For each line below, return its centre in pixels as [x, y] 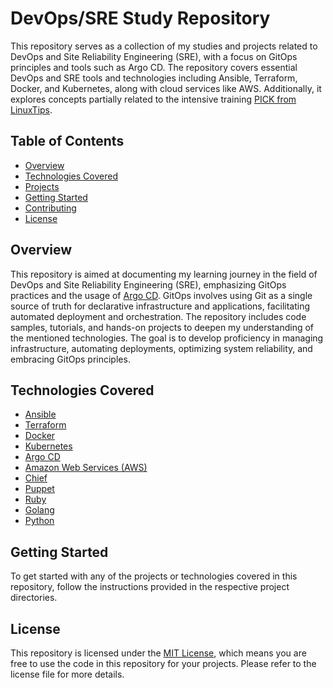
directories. [34, 598]
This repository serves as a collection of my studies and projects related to [164, 46]
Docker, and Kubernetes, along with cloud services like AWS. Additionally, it [166, 88]
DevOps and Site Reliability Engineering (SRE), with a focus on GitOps [154, 56]
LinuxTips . [31, 109]
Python [39, 521]
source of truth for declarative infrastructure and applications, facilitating [160, 306]
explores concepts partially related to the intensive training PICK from [153, 99]
